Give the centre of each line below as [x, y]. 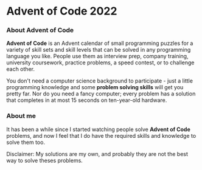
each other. [21, 69]
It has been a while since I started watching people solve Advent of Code [98, 129]
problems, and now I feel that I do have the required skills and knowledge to [101, 135]
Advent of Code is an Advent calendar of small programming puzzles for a [100, 43]
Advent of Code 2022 [62, 11]
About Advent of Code [40, 30]
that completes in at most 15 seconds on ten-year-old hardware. [87, 100]
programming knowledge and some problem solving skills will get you [95, 87]
